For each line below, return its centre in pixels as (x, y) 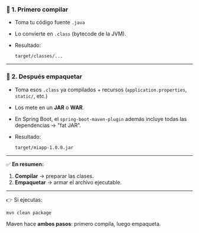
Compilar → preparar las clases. (54, 176)
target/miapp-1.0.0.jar (44, 148)
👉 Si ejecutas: (24, 200)
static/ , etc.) (31, 96)
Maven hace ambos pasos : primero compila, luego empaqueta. (84, 224)
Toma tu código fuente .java (50, 23)
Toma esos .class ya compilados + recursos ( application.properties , (101, 90)
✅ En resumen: (25, 164)
